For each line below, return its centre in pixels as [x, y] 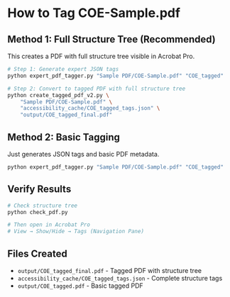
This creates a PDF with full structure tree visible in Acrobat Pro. [101, 56]
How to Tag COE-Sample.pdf [94, 13]
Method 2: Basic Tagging [64, 137]
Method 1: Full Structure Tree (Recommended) [112, 39]
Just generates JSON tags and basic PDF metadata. [83, 154]
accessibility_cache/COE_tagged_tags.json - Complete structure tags [120, 278]
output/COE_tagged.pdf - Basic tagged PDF [80, 286]
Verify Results [39, 189]
